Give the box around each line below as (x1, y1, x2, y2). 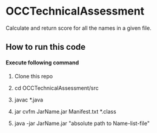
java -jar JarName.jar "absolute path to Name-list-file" (14, 120, 150, 127)
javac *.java (14, 96, 44, 103)
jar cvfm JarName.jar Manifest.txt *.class (14, 107, 116, 115)
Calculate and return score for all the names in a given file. (5, 24, 152, 32)
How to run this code (5, 42, 86, 52)
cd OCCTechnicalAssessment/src (14, 84, 99, 92)
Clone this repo (14, 72, 53, 80)
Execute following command (5, 59, 79, 66)
